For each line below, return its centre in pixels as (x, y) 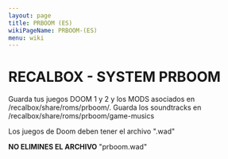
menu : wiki (26, 38)
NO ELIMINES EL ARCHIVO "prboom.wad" (78, 147)
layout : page (30, 16)
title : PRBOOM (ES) (41, 23)
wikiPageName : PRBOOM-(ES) (53, 30)
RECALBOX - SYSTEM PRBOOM (114, 77)
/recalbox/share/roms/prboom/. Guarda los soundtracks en (105, 107)
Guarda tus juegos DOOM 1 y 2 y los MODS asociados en (102, 99)
